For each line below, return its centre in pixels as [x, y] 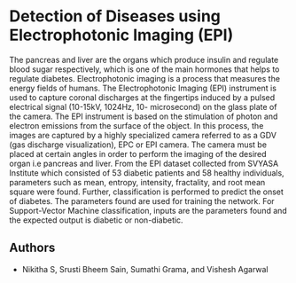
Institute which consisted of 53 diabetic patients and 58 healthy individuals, [147, 173]
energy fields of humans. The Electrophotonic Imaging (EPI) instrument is [143, 88]
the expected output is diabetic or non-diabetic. [96, 220]
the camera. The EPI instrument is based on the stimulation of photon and [144, 116]
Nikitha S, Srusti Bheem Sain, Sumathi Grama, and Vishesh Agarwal [145, 269]
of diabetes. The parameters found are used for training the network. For [142, 200]
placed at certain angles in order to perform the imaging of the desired [138, 153]
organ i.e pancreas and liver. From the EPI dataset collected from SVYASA [144, 163]
